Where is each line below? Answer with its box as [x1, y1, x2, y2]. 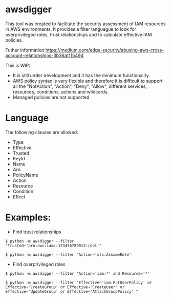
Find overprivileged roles [12, 261, 66, 267]
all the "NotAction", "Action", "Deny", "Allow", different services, [12, 83, 147, 89]
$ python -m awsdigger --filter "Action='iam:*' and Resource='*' [5, 271, 150, 276]
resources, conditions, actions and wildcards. [12, 88, 109, 95]
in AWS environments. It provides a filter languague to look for [5, 26, 137, 32]
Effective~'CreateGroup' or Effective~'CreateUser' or [5, 284, 125, 290]
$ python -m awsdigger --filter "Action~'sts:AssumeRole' [5, 252, 132, 257]
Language [5, 112, 49, 124]
